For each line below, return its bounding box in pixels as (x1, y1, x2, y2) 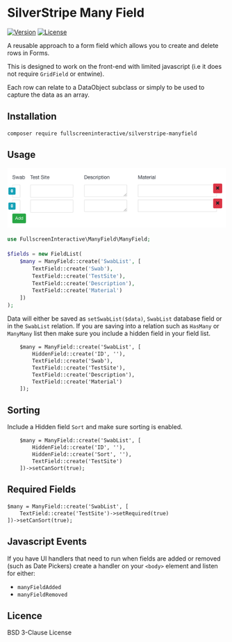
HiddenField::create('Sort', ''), (32, 451, 132, 458)
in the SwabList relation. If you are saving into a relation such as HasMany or (7, 322, 220, 330)
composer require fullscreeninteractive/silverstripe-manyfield (7, 130, 197, 137)
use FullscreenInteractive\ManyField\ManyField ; (7, 236, 151, 243)
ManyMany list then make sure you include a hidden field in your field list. (7, 329, 210, 338)
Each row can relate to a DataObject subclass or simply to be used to (7, 83, 205, 91)
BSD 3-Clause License (7, 628, 72, 637)
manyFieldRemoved (17, 591, 68, 598)
